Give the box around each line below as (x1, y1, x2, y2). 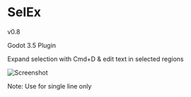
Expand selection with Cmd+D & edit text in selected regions (7, 54, 184, 63)
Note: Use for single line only (7, 82, 92, 90)
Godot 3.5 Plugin (7, 41, 57, 49)
